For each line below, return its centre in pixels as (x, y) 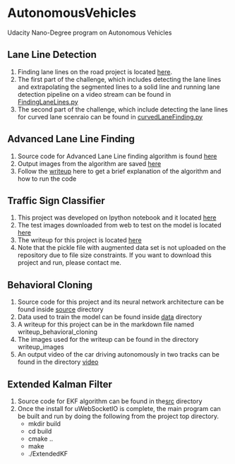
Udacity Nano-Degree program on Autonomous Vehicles (90, 32)
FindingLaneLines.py (48, 102)
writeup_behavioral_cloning (57, 332)
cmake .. (41, 439)
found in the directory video (58, 362)
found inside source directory (60, 309)
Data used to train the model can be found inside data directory (110, 317)
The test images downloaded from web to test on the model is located (119, 225)
